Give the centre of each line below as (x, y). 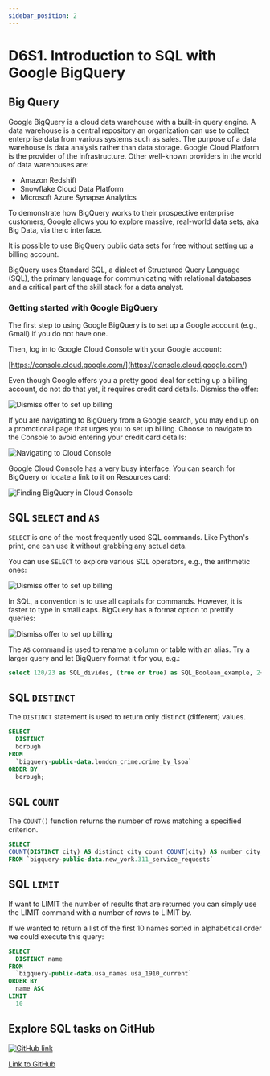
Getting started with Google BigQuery (84, 307)
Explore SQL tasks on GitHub (82, 1029)
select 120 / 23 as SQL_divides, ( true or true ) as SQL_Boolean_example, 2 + (136, 673)
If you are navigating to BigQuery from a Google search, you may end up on (133, 420)
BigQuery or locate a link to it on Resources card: (90, 476)
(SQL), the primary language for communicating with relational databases (130, 278)
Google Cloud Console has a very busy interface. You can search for (122, 468)
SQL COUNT (34, 802)
